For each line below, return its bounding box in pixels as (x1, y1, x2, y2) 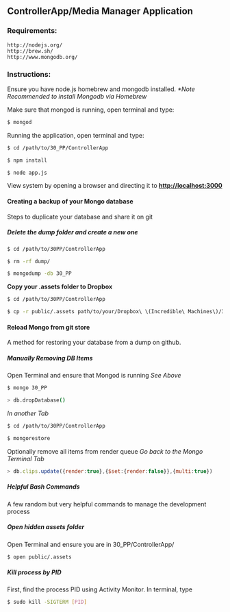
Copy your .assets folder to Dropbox (7, 282, 113, 291)
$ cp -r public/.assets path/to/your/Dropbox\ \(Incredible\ (7, 308, 186, 315)
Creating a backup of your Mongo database (7, 197, 133, 206)
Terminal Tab (7, 454, 44, 463)
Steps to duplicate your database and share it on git (7, 212, 153, 221)
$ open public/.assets (7, 553, 72, 561)
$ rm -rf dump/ (7, 258, 51, 265)
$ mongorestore (7, 434, 51, 441)
